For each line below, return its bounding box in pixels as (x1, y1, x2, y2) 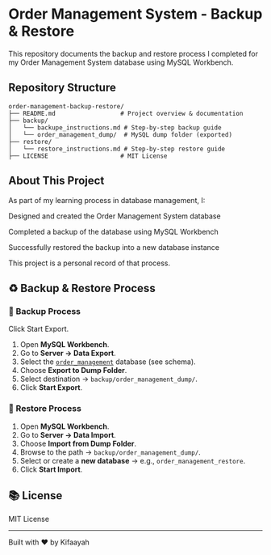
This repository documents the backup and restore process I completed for (8, 49, 258, 58)
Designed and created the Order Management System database (8, 211, 221, 221)
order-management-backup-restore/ (8, 102, 125, 110)
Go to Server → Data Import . (19, 430, 117, 439)
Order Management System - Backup (8, 5, 263, 23)
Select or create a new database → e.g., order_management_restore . (19, 455, 246, 465)
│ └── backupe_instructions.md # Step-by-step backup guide (8, 123, 222, 132)
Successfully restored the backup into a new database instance (8, 242, 220, 252)
